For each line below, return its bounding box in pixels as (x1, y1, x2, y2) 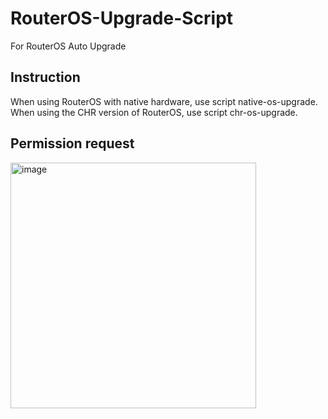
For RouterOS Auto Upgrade (10, 40, 127, 52)
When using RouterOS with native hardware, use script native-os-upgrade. (10, 95, 318, 107)
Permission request (10, 135, 135, 152)
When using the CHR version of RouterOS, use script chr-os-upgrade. (10, 106, 298, 118)
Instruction (10, 69, 81, 86)
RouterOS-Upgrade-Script (10, 7, 234, 30)
